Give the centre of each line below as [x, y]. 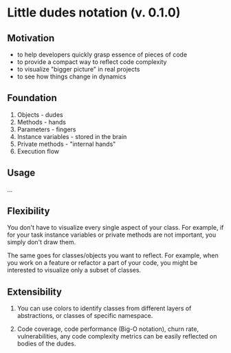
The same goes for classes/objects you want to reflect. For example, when [113, 255]
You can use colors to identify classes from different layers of [104, 308]
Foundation [32, 98]
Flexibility [29, 211]
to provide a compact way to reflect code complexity [92, 62]
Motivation [31, 38]
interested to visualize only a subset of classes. [74, 270]
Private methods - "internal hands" [66, 144]
